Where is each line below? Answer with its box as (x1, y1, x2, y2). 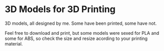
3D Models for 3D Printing (5, 4, 116, 15)
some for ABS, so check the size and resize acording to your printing (5, 35, 148, 41)
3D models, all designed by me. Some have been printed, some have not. (5, 20, 157, 26)
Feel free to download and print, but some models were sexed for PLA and (5, 30, 159, 36)
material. (5, 40, 23, 46)
